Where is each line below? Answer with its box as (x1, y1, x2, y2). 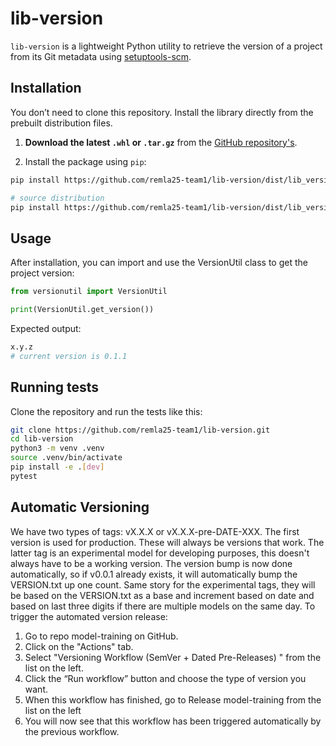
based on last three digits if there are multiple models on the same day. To (10, 600, 316, 612)
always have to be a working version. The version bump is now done (10, 557, 293, 569)
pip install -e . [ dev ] (10, 462, 105, 472)
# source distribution (10, 193, 105, 203)
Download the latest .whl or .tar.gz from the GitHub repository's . (24, 136, 298, 148)
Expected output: (10, 322, 82, 334)
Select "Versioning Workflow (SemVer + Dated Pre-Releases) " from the (24, 651, 322, 663)
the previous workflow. (24, 725, 120, 737)
